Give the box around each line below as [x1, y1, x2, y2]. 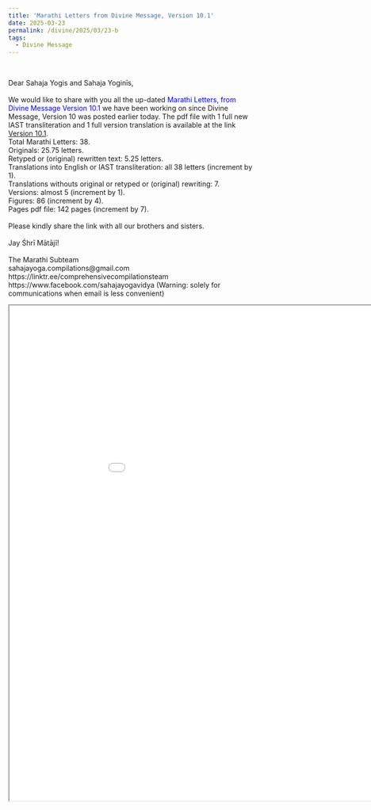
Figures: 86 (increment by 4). [8, 196, 104, 206]
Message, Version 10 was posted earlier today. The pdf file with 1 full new [8, 112, 248, 121]
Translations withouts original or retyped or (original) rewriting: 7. [8, 179, 220, 189]
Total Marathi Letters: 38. [8, 137, 90, 147]
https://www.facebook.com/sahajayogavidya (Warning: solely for [8, 281, 220, 290]
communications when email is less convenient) [8, 288, 165, 298]
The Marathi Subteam [8, 255, 79, 265]
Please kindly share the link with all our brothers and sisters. [8, 221, 205, 231]
